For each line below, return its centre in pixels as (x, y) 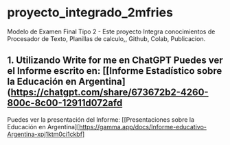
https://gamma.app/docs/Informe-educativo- (143, 127)
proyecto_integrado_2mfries (90, 13)
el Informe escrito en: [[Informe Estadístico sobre (115, 71)
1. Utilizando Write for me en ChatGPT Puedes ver (115, 61)
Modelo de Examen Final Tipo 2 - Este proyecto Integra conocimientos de (111, 31)
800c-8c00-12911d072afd (65, 103)
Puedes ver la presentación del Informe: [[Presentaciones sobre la (101, 119)
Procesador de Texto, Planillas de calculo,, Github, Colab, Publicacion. (106, 38)
